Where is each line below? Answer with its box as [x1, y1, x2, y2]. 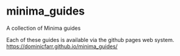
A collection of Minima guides [6, 24, 81, 32]
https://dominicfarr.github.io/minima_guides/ [6, 43, 118, 50]
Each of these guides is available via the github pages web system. [6, 36, 175, 43]
